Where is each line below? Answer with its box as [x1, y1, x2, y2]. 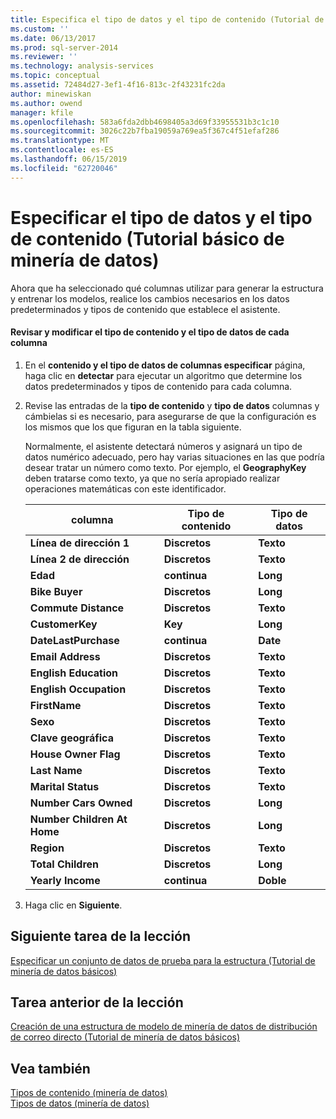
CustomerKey [29, 617, 98, 631]
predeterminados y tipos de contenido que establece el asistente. [10, 303, 281, 315]
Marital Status [29, 779, 100, 793]
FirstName [29, 698, 82, 712]
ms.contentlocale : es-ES [10, 145, 114, 155]
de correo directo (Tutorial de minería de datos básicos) [10, 1031, 241, 1043]
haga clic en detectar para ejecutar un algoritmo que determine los [24, 369, 303, 381]
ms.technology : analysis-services [10, 61, 155, 71]
